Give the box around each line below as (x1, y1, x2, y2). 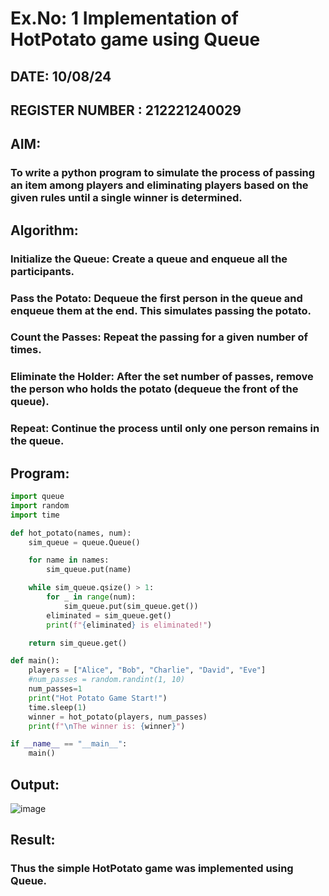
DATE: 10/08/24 (10, 68, 112, 85)
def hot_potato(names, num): (10, 528, 132, 538)
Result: (10, 832, 56, 849)
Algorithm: (10, 222, 79, 239)
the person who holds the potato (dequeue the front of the (10, 382, 299, 396)
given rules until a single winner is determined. (10, 191, 243, 205)
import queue (10, 492, 65, 502)
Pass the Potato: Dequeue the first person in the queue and (10, 291, 303, 305)
